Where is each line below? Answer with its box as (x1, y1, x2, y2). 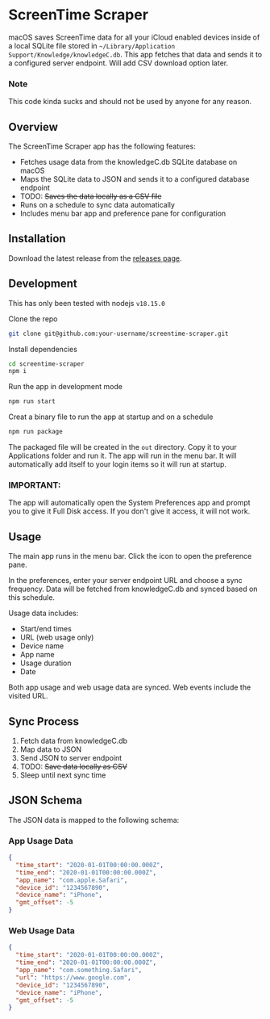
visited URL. (8, 691, 48, 701)
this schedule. (8, 593, 55, 602)
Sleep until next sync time (19, 769, 106, 780)
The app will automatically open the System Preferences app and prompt (8, 498, 251, 508)
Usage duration (19, 658, 72, 668)
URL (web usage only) (19, 632, 94, 643)
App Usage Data (8, 835, 74, 846)
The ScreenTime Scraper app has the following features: (8, 141, 196, 151)
